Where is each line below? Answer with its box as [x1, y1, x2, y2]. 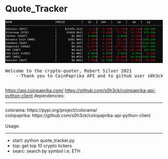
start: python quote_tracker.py [12, 137, 75, 143]
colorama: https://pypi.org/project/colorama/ [5, 107, 97, 113]
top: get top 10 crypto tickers [12, 142, 72, 148]
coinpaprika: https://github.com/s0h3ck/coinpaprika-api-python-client [5, 112, 151, 118]
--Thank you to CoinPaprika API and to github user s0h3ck [15, 73, 163, 78]
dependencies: [34, 92, 65, 98]
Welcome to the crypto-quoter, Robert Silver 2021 [5, 68, 132, 73]
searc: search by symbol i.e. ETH [12, 148, 81, 154]
